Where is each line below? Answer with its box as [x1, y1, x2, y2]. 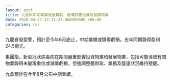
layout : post [5, 7, 33, 13]
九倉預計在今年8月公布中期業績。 [5, 71, 76, 77]
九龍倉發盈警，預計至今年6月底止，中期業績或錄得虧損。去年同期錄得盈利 [5, 36, 160, 43]
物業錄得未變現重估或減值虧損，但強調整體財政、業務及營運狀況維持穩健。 [5, 60, 162, 67]
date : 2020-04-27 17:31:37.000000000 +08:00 [5, 17, 102, 22]
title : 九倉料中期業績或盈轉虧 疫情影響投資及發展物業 [5, 12, 109, 17]
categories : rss [5, 22, 40, 27]
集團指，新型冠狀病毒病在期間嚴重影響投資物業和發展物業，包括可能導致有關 [5, 54, 166, 60]
